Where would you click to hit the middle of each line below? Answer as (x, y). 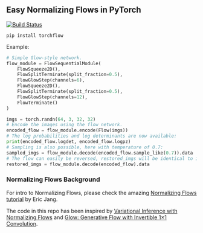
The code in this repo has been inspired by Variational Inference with (92, 211)
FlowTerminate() (38, 103)
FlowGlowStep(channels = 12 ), (52, 97)
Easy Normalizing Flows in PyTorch (74, 10)
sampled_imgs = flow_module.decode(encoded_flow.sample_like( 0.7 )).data (100, 153)
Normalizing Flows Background (53, 179)
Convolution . (22, 223)
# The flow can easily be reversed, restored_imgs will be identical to (100, 158)
